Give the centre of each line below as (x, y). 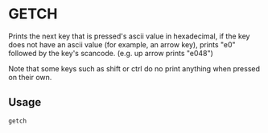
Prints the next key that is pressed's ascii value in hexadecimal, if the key (129, 36)
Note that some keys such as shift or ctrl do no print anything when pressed (134, 68)
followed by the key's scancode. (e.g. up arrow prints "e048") (111, 53)
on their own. (30, 77)
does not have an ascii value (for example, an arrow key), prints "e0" (122, 44)
